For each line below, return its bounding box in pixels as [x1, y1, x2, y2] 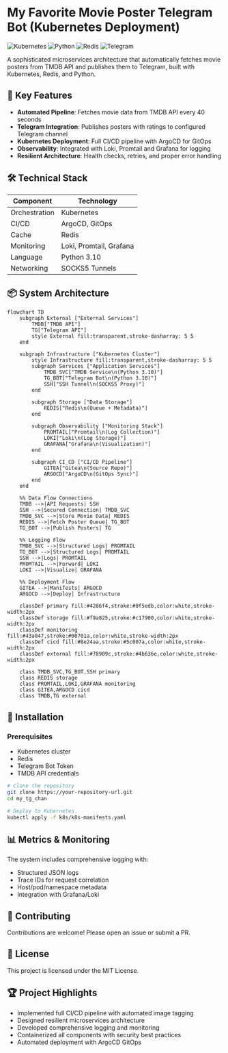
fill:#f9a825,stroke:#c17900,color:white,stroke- [71, 615, 215, 621]
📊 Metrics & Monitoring [7, 834, 111, 845]
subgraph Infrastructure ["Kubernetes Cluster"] [19, 351, 160, 358]
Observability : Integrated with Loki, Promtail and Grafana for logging [16, 144, 211, 152]
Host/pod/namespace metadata [16, 883, 107, 891]
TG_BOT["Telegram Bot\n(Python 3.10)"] [43, 375, 157, 382]
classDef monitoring [19, 627, 78, 634]
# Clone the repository [7, 782, 75, 789]
